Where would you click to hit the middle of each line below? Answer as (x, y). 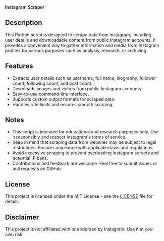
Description (24, 23)
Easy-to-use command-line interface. (51, 94)
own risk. (14, 235)
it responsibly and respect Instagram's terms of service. (69, 137)
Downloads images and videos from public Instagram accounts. (77, 88)
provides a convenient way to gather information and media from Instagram (82, 45)
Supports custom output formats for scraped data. (64, 99)
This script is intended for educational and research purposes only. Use (85, 132)
